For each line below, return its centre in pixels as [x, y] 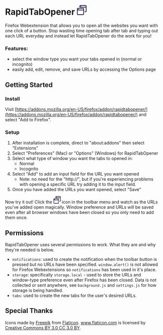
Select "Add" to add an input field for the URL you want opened [76, 174]
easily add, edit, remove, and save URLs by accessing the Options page [84, 69]
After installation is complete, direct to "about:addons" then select [78, 143]
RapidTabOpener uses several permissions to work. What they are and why [81, 245]
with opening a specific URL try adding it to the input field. [78, 184]
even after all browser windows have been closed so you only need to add [80, 213]
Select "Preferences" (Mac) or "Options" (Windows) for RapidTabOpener [85, 153]
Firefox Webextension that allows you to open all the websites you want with [81, 25]
